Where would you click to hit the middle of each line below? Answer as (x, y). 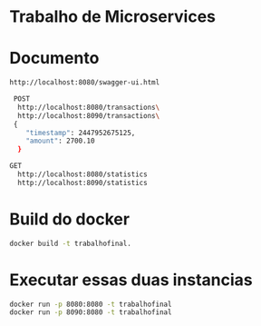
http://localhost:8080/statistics (82, 174)
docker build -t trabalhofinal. (70, 243)
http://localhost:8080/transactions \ (89, 107)
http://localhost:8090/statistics (82, 183)
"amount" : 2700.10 (60, 141)
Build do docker (69, 219)
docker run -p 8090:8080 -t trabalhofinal (91, 312)
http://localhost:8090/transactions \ (89, 115)
